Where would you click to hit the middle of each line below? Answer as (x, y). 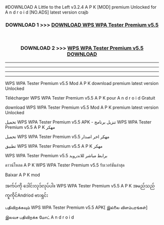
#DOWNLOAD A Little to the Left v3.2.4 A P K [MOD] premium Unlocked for (81, 7)
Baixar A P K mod (23, 175)
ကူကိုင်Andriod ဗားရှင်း (27, 195)
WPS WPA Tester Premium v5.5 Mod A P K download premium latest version (82, 83)
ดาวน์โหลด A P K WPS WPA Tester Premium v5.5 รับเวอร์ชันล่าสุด (65, 165)
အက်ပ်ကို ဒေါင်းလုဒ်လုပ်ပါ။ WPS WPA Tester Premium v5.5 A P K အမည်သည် (80, 185)
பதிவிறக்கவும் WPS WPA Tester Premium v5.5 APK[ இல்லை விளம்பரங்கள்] (76, 207)
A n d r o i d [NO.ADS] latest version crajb (47, 12)
